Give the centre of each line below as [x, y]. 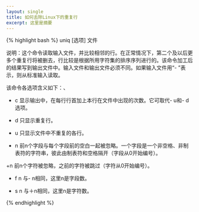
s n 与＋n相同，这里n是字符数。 [53, 191]
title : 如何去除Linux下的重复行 [42, 17]
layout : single [25, 12]
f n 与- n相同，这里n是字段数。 [52, 178]
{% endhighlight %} [30, 203]
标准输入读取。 [45, 75]
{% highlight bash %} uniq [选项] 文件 [52, 40]
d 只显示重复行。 [35, 121]
